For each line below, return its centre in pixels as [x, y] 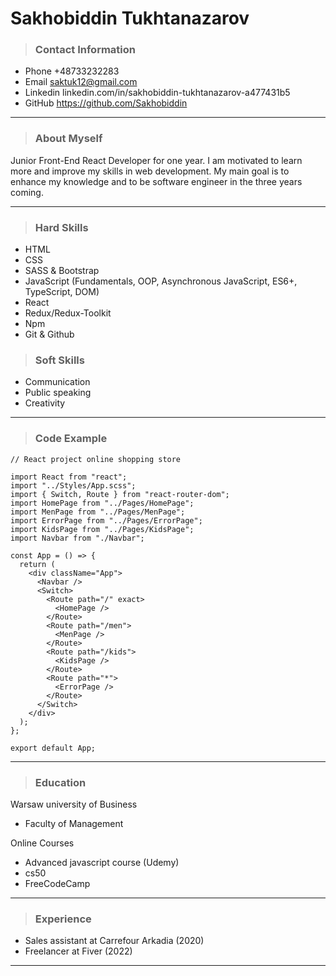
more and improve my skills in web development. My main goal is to [150, 171]
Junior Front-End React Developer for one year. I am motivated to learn [156, 160]
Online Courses [42, 843]
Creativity [45, 403]
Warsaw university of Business [74, 804]
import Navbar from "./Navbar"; [77, 538]
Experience [63, 919]
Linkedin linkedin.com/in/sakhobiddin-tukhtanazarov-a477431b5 [157, 93]
